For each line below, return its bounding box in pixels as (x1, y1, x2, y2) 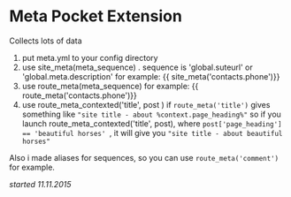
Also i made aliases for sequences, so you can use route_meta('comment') (9, 152, 280, 163)
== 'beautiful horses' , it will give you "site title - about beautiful (21, 127, 283, 138)
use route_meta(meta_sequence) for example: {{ (21, 80, 199, 91)
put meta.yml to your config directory (21, 52, 158, 63)
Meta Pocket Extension (9, 6, 183, 27)
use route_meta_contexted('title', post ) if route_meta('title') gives (21, 99, 271, 110)
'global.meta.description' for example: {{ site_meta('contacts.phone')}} (21, 71, 280, 81)
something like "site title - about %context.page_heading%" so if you (21, 109, 281, 119)
